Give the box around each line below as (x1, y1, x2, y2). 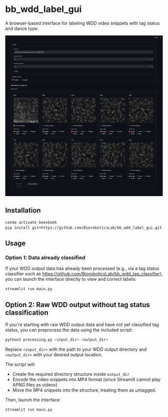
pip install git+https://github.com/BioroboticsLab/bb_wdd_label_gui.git (5, 225, 162, 230)
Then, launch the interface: (5, 396, 61, 402)
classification (5, 308, 48, 317)
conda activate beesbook (5, 220, 57, 225)
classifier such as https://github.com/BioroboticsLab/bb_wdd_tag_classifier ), (5, 271, 163, 277)
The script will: (5, 361, 36, 367)
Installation (5, 206, 41, 214)
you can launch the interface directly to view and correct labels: (5, 276, 136, 282)
